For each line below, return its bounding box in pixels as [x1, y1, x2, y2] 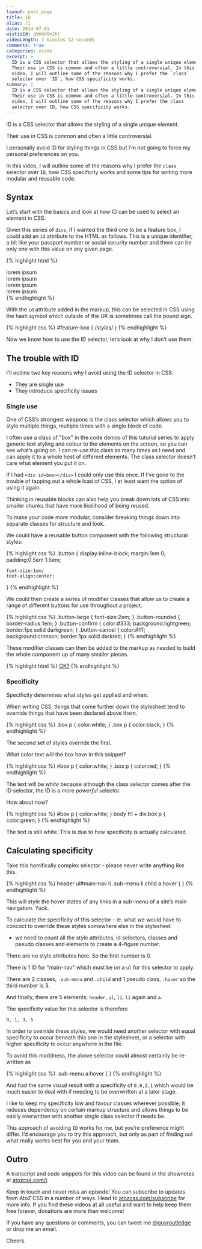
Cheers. [6, 1237, 26, 1244]
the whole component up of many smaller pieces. [6, 651, 129, 658]
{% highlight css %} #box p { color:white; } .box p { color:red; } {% [6, 762, 171, 770]
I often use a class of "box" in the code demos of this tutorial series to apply [6, 434, 194, 441]
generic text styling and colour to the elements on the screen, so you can [6, 440, 188, 447]
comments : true [6, 43, 44, 49]
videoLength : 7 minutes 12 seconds [6, 37, 96, 43]
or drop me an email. [6, 1226, 58, 1233]
